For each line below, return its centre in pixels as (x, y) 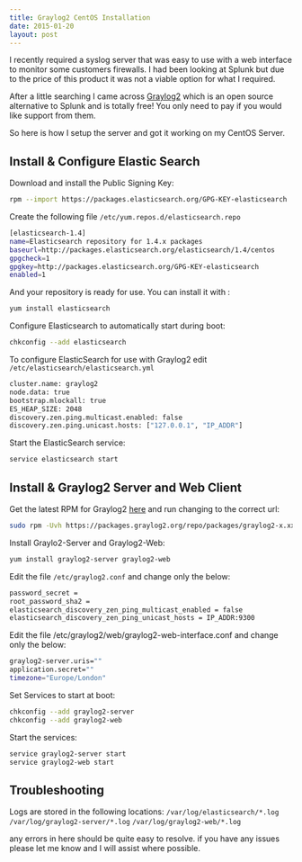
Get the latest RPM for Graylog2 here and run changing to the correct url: (145, 509)
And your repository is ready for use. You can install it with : (120, 292)
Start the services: (44, 737)
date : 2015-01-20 (42, 26)
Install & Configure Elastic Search (105, 162)
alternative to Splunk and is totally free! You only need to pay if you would (146, 106)
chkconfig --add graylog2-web (66, 720)
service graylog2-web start (62, 762)
